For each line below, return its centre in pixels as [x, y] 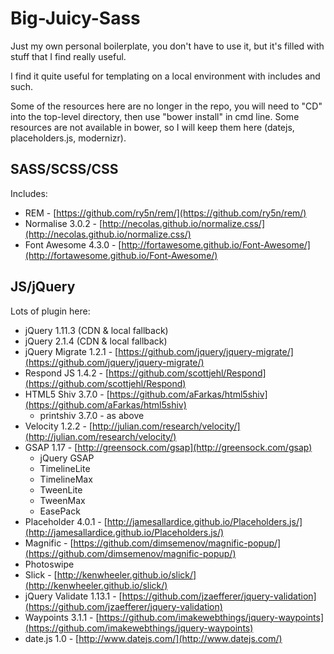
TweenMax [62, 500]
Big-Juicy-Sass [75, 18]
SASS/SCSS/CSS [64, 169]
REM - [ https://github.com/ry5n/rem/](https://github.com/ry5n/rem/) [165, 213]
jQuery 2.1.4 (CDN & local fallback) [96, 341]
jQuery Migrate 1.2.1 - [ [71, 351]
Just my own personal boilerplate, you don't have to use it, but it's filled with [167, 46]
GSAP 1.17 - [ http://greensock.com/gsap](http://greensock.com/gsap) [168, 447]
